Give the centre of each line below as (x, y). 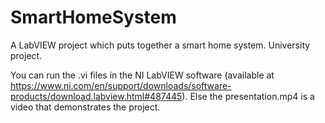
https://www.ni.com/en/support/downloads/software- (121, 85)
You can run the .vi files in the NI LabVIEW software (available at (142, 75)
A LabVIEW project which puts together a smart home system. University (160, 45)
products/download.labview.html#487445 (96, 96)
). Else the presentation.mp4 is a (248, 96)
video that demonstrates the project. (85, 107)
